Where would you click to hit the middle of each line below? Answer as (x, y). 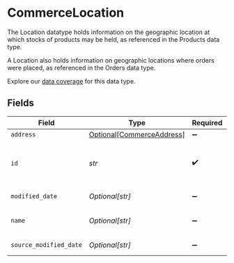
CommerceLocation (65, 13)
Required (207, 122)
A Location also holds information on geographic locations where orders (111, 60)
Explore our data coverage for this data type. (71, 81)
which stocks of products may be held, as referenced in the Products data (114, 39)
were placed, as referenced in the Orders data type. (81, 67)
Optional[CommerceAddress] (137, 134)
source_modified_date (46, 245)
